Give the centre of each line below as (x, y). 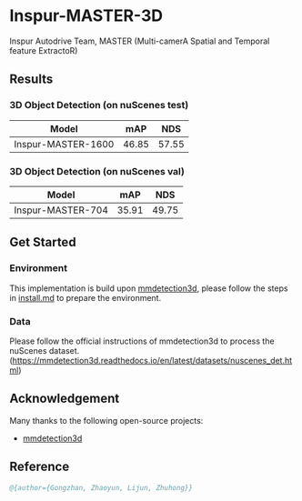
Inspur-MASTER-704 (61, 210)
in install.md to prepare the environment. (86, 297)
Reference (40, 467)
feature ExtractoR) (44, 50)
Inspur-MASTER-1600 (64, 144)
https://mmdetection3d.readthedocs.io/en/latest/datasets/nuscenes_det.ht (152, 360)
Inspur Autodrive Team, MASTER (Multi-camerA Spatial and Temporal (140, 41)
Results (31, 80)
